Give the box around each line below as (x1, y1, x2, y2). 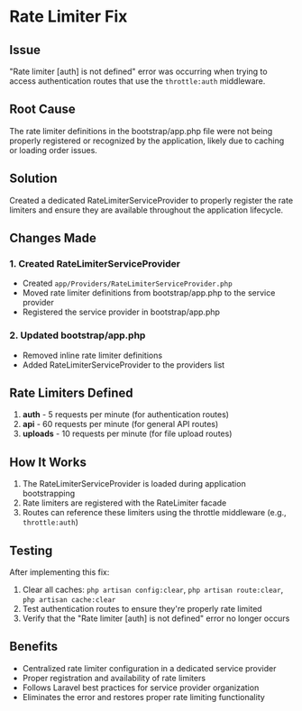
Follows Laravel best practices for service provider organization (22, 682, 260, 693)
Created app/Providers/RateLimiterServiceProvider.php (22, 278, 233, 289)
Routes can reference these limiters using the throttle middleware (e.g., (22, 507, 287, 518)
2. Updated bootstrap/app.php (9, 329, 146, 342)
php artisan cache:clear (22, 596, 116, 605)
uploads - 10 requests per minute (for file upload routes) (22, 428, 233, 439)
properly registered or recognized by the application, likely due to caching (9, 135, 285, 146)
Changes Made (9, 231, 96, 246)
